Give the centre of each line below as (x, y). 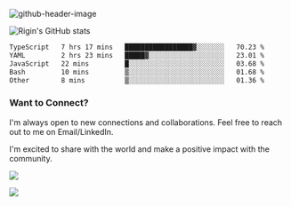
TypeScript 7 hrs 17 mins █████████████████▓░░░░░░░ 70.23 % (137, 47)
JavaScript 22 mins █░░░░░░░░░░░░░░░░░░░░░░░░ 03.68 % (137, 63)
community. (31, 158)
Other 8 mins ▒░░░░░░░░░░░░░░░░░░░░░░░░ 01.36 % (137, 80)
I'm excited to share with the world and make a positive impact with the (139, 149)
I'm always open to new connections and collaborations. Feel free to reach (146, 122)
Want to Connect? (49, 103)
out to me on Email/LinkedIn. (61, 131)
